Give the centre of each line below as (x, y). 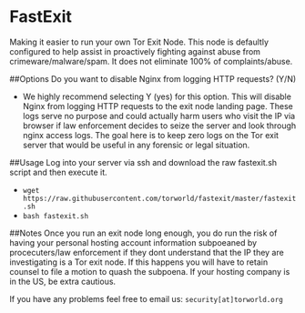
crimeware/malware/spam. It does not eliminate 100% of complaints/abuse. (151, 61)
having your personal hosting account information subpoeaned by (133, 242)
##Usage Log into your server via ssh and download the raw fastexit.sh (143, 162)
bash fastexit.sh (56, 216)
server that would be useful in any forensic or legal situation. (136, 145)
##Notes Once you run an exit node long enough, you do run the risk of (143, 233)
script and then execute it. (58, 172)
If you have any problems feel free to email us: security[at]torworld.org (147, 298)
